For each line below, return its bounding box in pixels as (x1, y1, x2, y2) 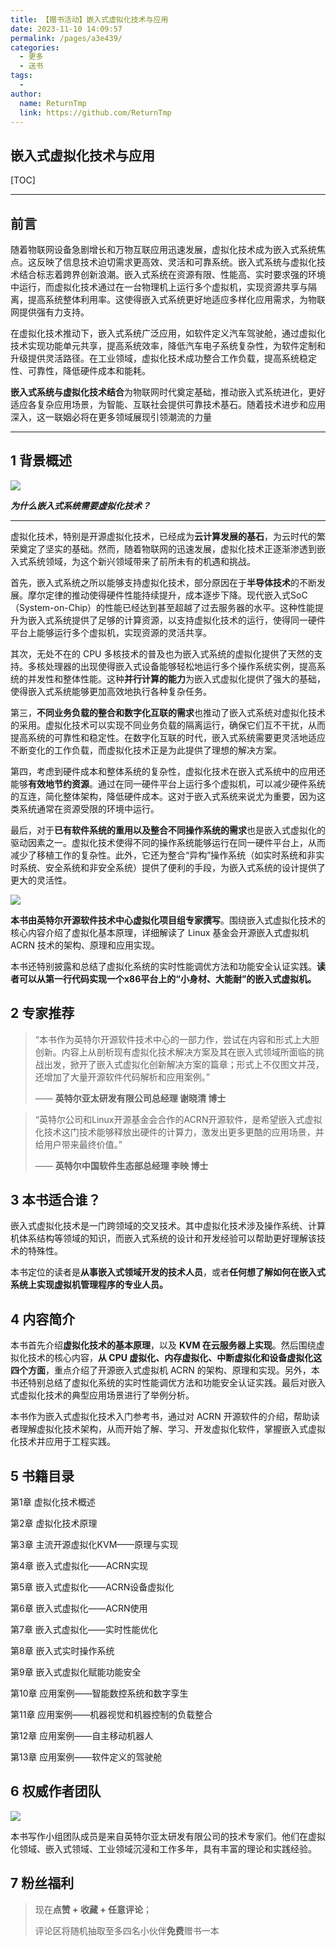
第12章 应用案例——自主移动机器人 (10, 1730, 154, 1742)
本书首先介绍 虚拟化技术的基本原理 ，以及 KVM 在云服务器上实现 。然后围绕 (10, 1339, 317, 1351)
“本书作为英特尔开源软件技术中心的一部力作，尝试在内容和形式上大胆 (34, 1033, 320, 1045)
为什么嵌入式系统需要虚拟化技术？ (10, 499, 151, 511)
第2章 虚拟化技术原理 (10, 1517, 98, 1530)
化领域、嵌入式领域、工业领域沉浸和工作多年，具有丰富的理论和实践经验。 (10, 1842, 317, 1855)
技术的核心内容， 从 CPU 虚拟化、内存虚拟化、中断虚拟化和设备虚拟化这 (27, 1352, 323, 1364)
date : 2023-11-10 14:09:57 (10, 24, 123, 34)
